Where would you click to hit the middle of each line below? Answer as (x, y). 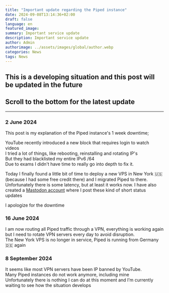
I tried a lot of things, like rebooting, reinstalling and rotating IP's (71, 153)
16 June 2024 (22, 218)
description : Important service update (47, 38)
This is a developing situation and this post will (80, 77)
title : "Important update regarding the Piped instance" (66, 10)
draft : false (19, 19)
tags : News (17, 57)
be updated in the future (44, 85)
